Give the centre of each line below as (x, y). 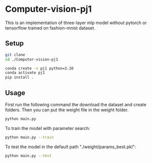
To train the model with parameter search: (47, 128)
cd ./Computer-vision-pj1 (31, 59)
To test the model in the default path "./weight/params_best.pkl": (71, 147)
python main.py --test (28, 156)
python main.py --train (30, 137)
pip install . (20, 77)
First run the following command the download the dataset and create (76, 104)
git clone (15, 55)
